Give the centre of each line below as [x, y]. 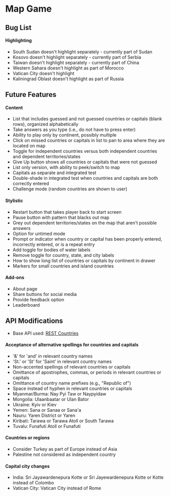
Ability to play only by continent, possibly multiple [64, 135]
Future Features [31, 95]
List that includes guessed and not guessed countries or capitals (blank [87, 119]
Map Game [29, 9]
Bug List [19, 28]
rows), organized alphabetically [45, 124]
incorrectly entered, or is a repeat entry [54, 244]
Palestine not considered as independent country [64, 454]
